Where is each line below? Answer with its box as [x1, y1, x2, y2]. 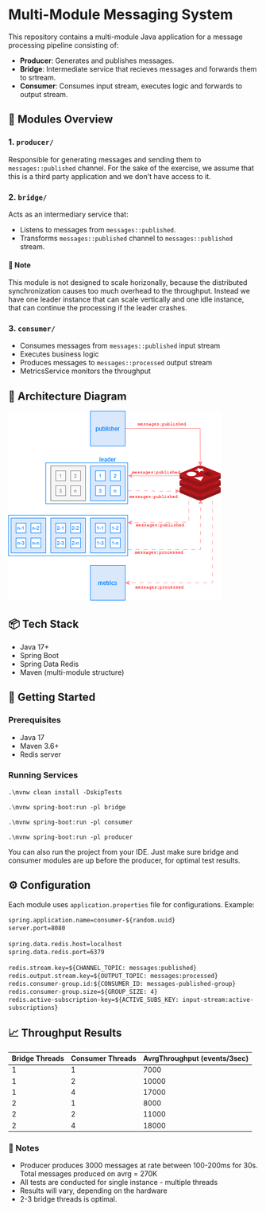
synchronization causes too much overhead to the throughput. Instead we [8, 286, 250, 296]
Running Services [8, 770, 79, 781]
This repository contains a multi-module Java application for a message [8, 32, 244, 41]
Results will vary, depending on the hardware [19, 1186, 168, 1195]
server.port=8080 [8, 924, 66, 932]
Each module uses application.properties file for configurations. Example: [8, 899, 256, 909]
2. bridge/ [8, 191, 48, 202]
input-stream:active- [182, 996, 254, 1004]
